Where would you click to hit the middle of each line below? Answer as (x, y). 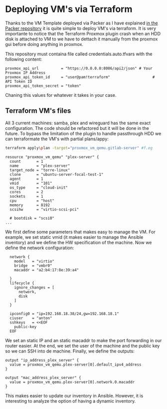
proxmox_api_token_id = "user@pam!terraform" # (80, 77)
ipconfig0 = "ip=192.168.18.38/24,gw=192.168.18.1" (65, 314)
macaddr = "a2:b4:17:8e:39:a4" (47, 270)
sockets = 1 (26, 196)
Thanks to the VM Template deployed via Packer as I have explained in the (82, 23)
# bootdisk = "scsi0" (32, 218)
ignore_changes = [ (34, 287)
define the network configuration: (40, 248)
